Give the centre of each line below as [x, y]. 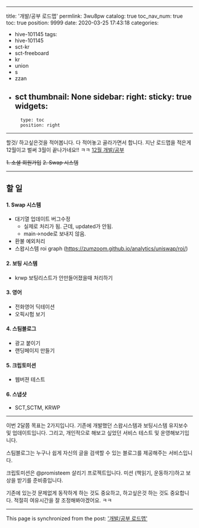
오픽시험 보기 [30, 314]
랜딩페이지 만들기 [35, 351]
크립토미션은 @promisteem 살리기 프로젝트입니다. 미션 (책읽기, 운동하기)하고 [95, 473]
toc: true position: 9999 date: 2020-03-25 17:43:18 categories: [82, 23]
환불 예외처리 [30, 241]
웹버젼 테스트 [30, 380]
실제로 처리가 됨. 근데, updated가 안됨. [68, 227]
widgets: [31, 106]
